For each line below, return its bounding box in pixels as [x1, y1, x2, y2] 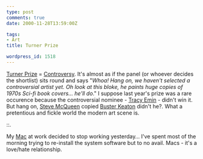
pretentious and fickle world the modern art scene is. [6, 109, 140, 116]
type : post [6, 9, 34, 15]
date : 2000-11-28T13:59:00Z [6, 20, 78, 26]
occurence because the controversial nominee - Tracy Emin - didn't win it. [6, 96, 193, 104]
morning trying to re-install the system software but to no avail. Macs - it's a [6, 139, 197, 146]
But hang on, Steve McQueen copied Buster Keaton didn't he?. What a [6, 102, 183, 110]
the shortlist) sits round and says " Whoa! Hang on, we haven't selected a [6, 77, 190, 84]
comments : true [6, 15, 45, 21]
